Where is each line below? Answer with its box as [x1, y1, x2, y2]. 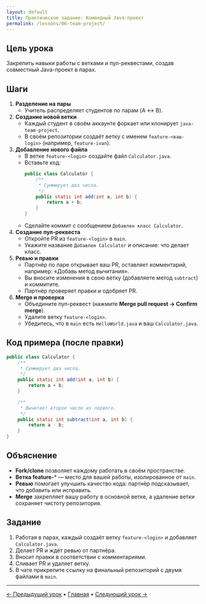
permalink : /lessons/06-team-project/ [6, 20, 105, 26]
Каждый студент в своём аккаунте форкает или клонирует [24, 120, 179, 127]
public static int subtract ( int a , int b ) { [17, 416, 133, 423]
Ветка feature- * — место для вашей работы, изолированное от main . [15, 473, 196, 480]
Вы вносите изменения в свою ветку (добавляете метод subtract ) [24, 274, 198, 281]
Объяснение [6, 450, 57, 461]
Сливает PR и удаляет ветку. [15, 560, 91, 567]
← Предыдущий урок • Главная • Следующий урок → [6, 590, 148, 598]
